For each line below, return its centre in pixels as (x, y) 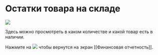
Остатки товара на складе (63, 9)
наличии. (15, 37)
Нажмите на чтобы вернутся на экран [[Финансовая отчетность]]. (79, 47)
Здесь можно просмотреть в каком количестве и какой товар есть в (79, 31)
